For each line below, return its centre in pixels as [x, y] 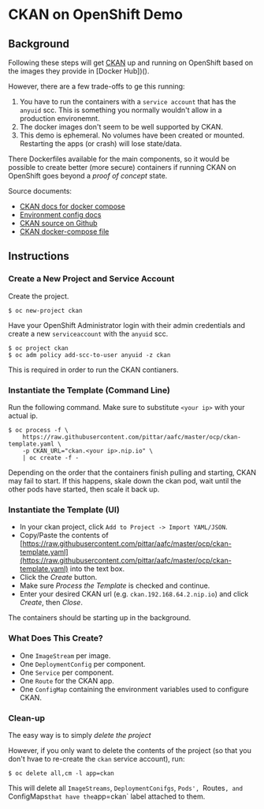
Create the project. [39, 296]
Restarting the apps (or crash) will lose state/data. [100, 143]
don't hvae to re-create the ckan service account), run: [97, 758]
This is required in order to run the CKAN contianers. [93, 370]
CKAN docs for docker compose [73, 206]
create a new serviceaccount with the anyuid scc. [88, 333]
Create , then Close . [51, 603]
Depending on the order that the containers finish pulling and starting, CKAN [132, 472]
